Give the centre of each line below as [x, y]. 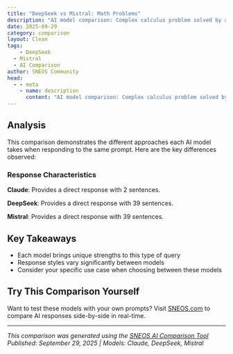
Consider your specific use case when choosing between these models [119, 269]
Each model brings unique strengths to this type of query [99, 255]
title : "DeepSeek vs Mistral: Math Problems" [74, 14]
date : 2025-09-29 [32, 26]
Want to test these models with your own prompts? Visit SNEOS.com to [109, 308]
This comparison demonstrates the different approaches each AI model [109, 142]
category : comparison [38, 33]
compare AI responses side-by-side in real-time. [76, 315]
